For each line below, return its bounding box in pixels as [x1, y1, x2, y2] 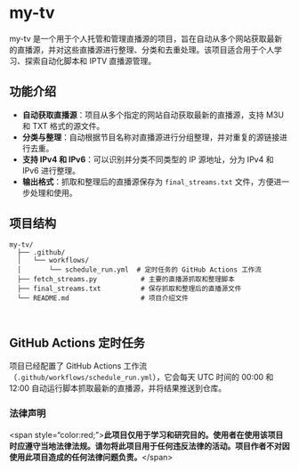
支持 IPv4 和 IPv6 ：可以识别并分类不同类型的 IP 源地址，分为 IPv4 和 [21, 154, 274, 165]
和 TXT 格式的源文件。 [21, 120, 105, 131]
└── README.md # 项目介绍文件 [17, 293, 189, 303]
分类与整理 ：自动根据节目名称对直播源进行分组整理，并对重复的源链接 [21, 132, 280, 142]
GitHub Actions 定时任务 [9, 335, 145, 350]
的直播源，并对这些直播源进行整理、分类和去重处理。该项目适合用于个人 [9, 44, 274, 55]
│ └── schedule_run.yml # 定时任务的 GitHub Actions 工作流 [17, 265, 263, 274]
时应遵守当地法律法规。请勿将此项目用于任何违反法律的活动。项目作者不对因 [9, 440, 290, 451]
